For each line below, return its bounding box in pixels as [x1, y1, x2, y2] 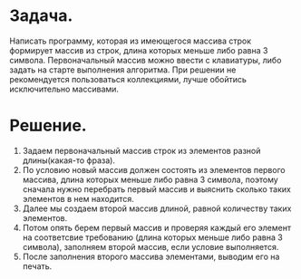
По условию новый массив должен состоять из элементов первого [22, 164, 286, 175]
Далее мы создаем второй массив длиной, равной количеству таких [22, 203, 292, 214]
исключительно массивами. [9, 83, 120, 94]
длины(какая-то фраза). [22, 155, 116, 166]
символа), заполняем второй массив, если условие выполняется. [22, 241, 279, 252]
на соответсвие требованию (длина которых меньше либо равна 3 [22, 232, 283, 243]
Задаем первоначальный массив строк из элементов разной [22, 145, 261, 156]
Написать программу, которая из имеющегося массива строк [9, 35, 252, 46]
